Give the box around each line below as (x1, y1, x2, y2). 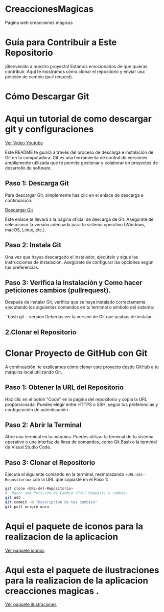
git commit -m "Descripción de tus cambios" (5, 499, 97, 505)
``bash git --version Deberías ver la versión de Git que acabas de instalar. (5, 314, 153, 320)
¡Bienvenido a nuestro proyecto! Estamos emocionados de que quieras (5, 63, 148, 69)
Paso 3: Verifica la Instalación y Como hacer (5, 279, 143, 287)
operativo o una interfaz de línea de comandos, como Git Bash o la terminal (5, 439, 157, 445)
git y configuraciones (5, 124, 94, 135)
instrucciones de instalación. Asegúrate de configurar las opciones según (5, 259, 154, 265)
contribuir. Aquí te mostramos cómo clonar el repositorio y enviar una (5, 69, 145, 74)
